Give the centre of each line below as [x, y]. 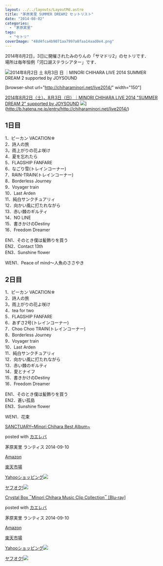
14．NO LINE [18, 218]
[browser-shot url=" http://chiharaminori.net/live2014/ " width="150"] [73, 87]
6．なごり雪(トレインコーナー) [36, 169]
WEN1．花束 [18, 417]
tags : [10, 32]
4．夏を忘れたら [21, 156]
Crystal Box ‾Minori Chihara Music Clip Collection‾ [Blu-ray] [65, 498]
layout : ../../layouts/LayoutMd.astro [44, 10]
